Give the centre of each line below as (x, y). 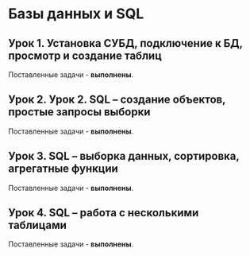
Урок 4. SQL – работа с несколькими (104, 213)
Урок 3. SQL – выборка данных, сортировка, (124, 156)
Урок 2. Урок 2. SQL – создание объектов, (117, 100)
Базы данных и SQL (76, 14)
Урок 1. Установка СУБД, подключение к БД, (126, 43)
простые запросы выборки (79, 112)
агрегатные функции (63, 169)
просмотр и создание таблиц (85, 55)
